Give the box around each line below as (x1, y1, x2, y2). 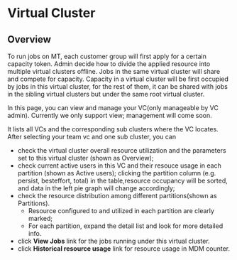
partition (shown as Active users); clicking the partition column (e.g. (17, 169, 216, 177)
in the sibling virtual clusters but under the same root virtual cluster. (7, 90, 205, 98)
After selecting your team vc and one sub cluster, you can (7, 133, 176, 141)
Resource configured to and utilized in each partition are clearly (28, 207, 215, 215)
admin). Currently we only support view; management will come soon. (7, 112, 213, 119)
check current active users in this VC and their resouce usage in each (17, 161, 221, 170)
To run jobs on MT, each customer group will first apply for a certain (7, 52, 207, 60)
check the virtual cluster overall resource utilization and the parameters (17, 146, 226, 154)
